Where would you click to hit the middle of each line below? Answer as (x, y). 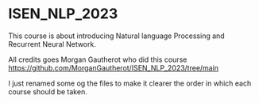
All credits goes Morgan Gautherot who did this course (98, 59)
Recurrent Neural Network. (52, 44)
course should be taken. (48, 91)
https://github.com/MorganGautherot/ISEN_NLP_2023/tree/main (114, 67)
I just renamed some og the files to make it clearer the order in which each (130, 83)
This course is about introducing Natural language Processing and (116, 36)
